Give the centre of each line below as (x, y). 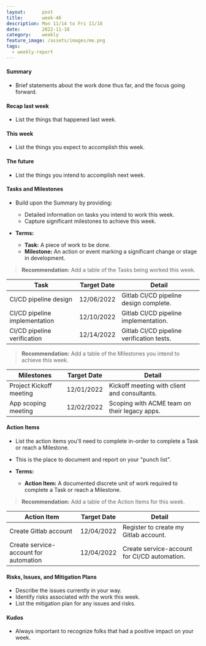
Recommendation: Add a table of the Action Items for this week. (103, 502)
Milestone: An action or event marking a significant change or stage (111, 251)
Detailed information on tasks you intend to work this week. (99, 214)
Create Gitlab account (41, 531)
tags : (13, 47)
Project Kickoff (31, 386)
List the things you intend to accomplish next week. (80, 175)
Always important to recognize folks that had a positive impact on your (105, 631)
